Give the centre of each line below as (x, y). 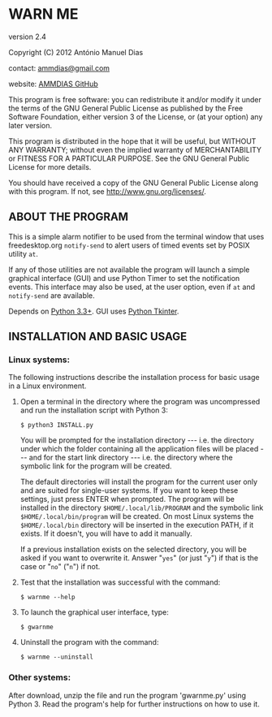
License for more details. (50, 166)
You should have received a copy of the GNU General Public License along (133, 183)
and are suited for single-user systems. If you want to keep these (129, 490)
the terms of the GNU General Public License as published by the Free (126, 108)
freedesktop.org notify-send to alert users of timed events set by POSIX (129, 245)
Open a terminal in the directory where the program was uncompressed (140, 402)
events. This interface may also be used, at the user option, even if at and (132, 287)
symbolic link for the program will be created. (96, 466)
